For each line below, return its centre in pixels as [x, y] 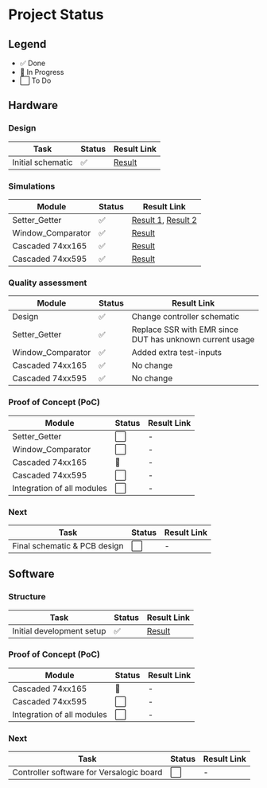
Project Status [56, 15]
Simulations [32, 186]
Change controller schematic [186, 317]
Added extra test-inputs [177, 353]
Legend [27, 44]
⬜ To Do [35, 80]
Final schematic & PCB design [68, 545]
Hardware [33, 105]
